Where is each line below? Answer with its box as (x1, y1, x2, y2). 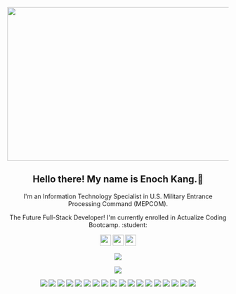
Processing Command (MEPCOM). (67, 199, 169, 207)
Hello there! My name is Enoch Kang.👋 (32, 173, 204, 186)
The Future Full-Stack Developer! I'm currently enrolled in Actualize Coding (9, 213, 227, 222)
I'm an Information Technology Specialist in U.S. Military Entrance (23, 192, 213, 200)
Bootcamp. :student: (88, 220, 147, 229)
